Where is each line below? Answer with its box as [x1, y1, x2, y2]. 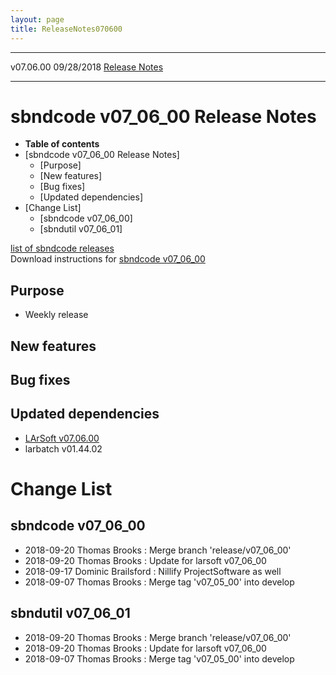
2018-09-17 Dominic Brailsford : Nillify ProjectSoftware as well [24, 565, 282, 577]
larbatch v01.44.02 [24, 442, 103, 455]
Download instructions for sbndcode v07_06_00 [10, 253, 206, 265]
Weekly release [24, 309, 89, 321]
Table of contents [24, 138, 100, 150]
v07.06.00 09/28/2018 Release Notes [10, 61, 164, 73]
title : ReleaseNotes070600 [10, 24, 123, 34]
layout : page [10, 14, 65, 25]
